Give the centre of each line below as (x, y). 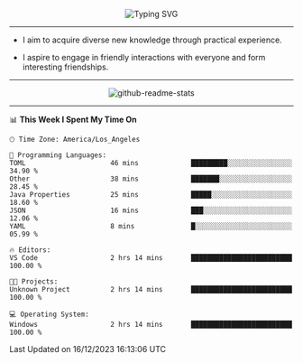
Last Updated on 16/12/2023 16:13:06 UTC (88, 349)
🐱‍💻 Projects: (34, 282)
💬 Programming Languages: (58, 155)
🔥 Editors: (30, 250)
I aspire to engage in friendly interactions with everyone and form (144, 57)
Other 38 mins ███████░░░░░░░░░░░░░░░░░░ (151, 179)
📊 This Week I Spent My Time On (73, 119)
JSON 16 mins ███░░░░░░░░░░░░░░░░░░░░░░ (151, 210)
